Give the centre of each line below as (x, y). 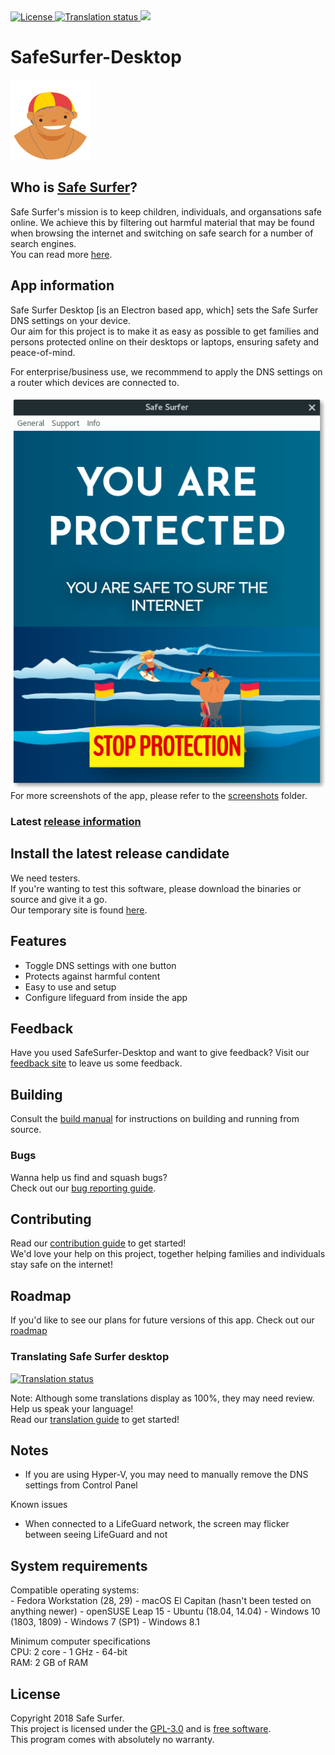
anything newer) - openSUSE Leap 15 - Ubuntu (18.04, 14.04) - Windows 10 (165, 1611)
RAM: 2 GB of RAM (49, 1663)
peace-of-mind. (43, 352)
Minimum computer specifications (80, 1641)
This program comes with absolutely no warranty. (112, 1739)
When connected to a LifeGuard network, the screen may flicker (157, 1524)
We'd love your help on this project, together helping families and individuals (168, 1254)
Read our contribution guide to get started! (98, 1243)
